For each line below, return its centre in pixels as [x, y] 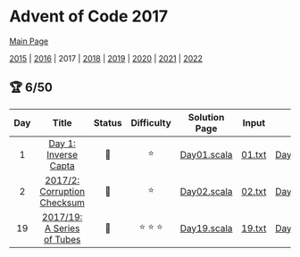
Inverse [62, 154]
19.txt [254, 228]
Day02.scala [206, 191]
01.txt [254, 154]
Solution [206, 117]
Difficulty [151, 122]
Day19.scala [206, 228]
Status [108, 122]
